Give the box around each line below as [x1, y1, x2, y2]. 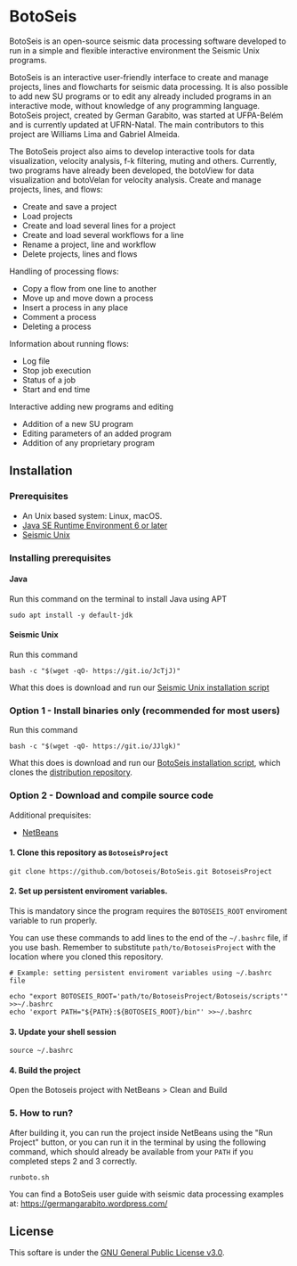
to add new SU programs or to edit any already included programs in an [9, 91, 272, 102]
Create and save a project [21, 201, 117, 211]
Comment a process [21, 311, 97, 322]
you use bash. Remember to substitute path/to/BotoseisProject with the [9, 941, 276, 952]
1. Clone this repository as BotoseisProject [9, 847, 169, 858]
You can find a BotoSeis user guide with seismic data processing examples [9, 1188, 285, 1199]
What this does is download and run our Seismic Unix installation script [9, 682, 269, 693]
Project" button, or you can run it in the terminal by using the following [9, 1137, 267, 1147]
